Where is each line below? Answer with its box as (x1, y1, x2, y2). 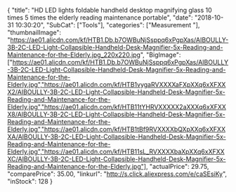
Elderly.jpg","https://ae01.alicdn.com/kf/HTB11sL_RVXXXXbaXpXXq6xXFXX (7, 147, 225, 156)
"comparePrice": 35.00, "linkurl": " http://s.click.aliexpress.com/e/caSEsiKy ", (7, 170, 227, 178)
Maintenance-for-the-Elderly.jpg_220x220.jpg (7, 50, 140, 59)
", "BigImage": (140, 50, 181, 59)
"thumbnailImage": (7, 28, 62, 36)
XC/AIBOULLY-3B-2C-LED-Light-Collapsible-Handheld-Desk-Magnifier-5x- (7, 155, 226, 163)
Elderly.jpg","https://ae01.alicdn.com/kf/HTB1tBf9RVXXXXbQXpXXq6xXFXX (7, 125, 226, 133)
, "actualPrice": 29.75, (145, 163, 209, 170)
